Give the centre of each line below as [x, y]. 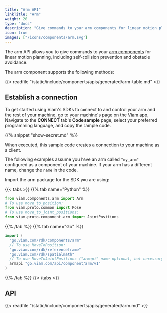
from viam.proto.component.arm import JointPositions [62, 217]
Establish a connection [41, 97]
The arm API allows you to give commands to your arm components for [78, 52]
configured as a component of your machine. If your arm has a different [79, 164]
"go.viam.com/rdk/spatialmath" [42, 254]
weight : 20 [16, 19]
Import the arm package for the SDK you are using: [57, 179]
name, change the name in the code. [42, 170]
